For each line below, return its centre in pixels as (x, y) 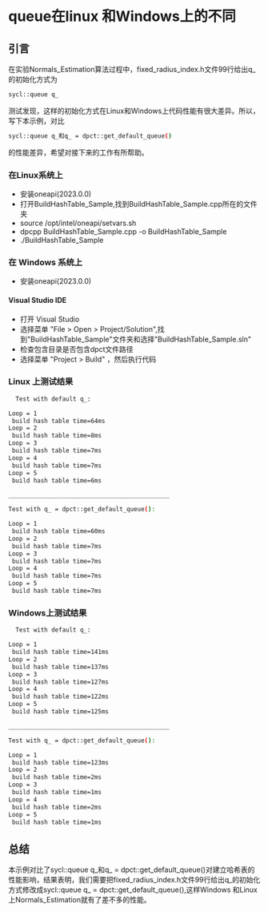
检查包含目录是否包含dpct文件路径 (76, 349)
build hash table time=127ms (60, 682)
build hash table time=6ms (57, 480)
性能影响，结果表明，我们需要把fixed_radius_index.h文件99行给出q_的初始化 (134, 880)
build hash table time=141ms (60, 652)
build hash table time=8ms (57, 436)
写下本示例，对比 (36, 120)
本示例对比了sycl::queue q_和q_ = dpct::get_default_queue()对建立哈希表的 (132, 870)
